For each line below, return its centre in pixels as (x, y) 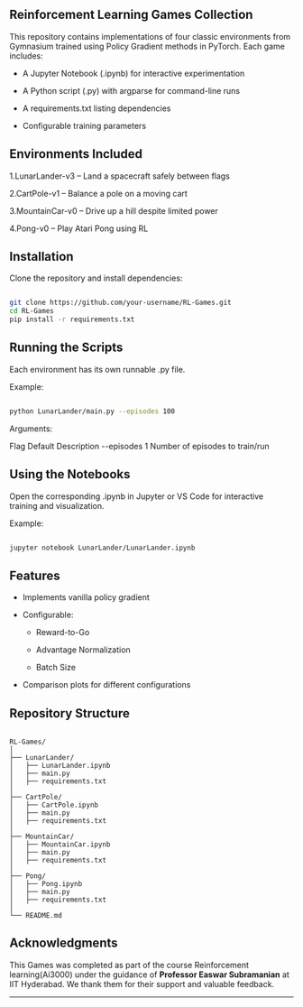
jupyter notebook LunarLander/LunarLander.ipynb (102, 548)
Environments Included (76, 154)
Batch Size (56, 668)
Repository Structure (70, 713)
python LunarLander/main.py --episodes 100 (92, 411)
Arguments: (31, 429)
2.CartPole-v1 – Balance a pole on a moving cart (98, 193)
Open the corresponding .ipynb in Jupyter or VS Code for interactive (137, 496)
